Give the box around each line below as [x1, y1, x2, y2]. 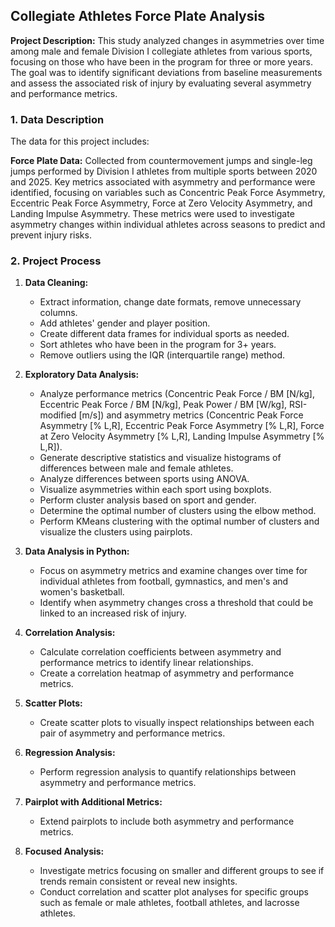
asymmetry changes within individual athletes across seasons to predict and [10, 219, 326, 231]
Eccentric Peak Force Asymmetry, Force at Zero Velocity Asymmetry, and [10, 197, 313, 209]
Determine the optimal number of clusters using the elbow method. [39, 505, 317, 517]
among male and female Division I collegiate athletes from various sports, [10, 45, 313, 57]
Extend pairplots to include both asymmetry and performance [39, 815, 295, 828]
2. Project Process [10, 254, 102, 268]
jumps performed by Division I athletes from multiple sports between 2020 [10, 165, 318, 178]
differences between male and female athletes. [39, 462, 234, 474]
